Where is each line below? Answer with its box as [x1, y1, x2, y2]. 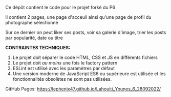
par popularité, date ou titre [5, 35, 63, 41]
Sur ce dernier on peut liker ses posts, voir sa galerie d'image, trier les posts [5, 29, 166, 35]
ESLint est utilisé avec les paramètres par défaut [12, 66, 115, 71]
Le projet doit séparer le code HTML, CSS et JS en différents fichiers [12, 54, 158, 60]
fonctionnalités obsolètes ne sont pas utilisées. [12, 76, 112, 82]
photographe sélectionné [5, 20, 58, 25]
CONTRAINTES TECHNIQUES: [5, 45, 71, 50]
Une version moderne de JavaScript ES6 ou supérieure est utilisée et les [12, 71, 166, 77]
